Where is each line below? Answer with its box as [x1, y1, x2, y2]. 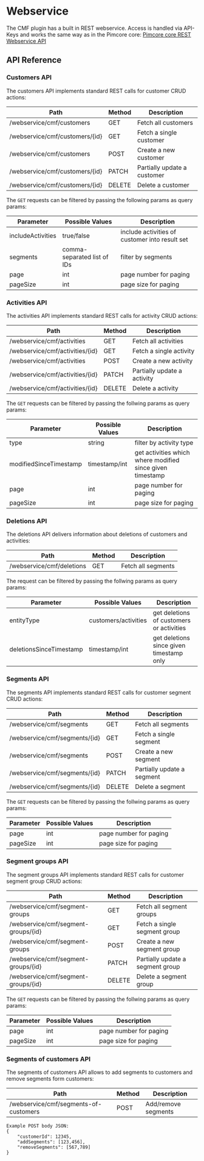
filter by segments [120, 253, 172, 261]
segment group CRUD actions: [6, 877, 83, 885]
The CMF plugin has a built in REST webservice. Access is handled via [6, 24, 183, 32]
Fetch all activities [132, 337, 184, 345]
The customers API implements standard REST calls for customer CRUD [6, 87, 186, 94]
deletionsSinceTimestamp [9, 645, 83, 654]
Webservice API [6, 37, 47, 44]
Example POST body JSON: [6, 1123, 69, 1129]
